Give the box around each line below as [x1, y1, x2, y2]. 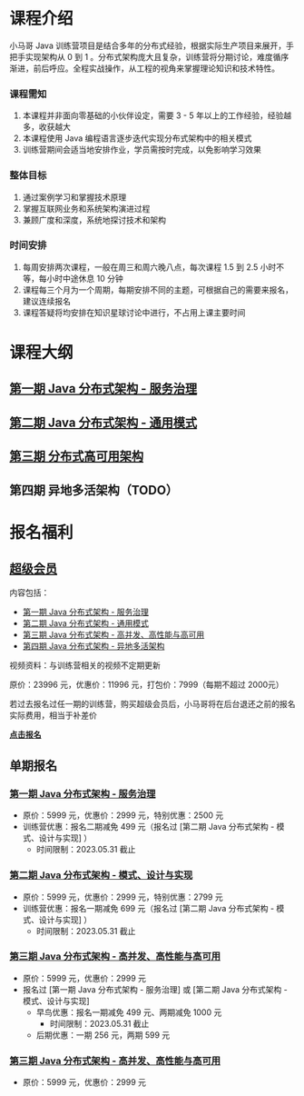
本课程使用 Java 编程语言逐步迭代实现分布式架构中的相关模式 [22, 133, 252, 144]
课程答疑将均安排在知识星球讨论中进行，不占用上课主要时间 [22, 306, 246, 318]
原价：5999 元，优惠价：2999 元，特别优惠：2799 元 [22, 892, 224, 902]
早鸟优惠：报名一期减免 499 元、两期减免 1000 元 [35, 1006, 222, 1018]
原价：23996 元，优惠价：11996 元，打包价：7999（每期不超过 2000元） [9, 679, 284, 690]
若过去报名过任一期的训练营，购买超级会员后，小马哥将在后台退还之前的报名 [9, 698, 296, 709]
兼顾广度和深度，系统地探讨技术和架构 [22, 214, 166, 225]
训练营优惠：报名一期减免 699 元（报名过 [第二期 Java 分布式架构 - [22, 902, 275, 913]
